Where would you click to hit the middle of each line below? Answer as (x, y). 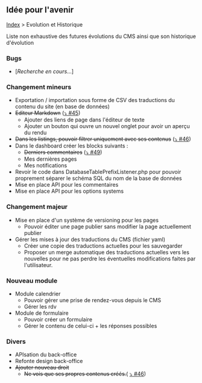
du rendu (35, 133)
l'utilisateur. (38, 265)
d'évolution (20, 42)
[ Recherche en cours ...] (44, 71)
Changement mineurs (39, 87)
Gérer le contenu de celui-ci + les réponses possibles (90, 326)
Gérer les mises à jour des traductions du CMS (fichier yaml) (90, 239)
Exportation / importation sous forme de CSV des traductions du (95, 100)
